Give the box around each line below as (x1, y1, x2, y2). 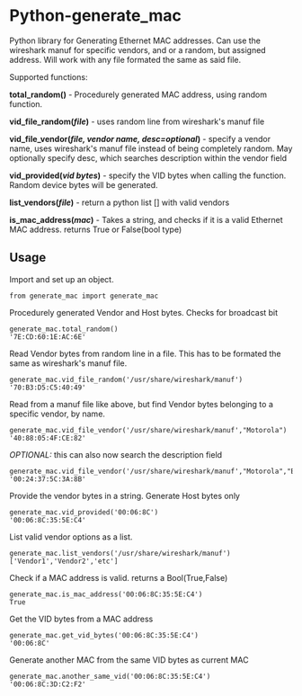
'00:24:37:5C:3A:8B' (9, 474, 87, 484)
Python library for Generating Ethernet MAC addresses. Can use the (9, 35, 262, 46)
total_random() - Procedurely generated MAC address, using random (9, 89, 268, 100)
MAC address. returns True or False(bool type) (9, 224, 182, 235)
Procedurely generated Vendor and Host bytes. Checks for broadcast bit (9, 307, 279, 317)
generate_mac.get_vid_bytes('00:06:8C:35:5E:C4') (9, 630, 200, 639)
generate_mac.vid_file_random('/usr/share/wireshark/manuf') (9, 375, 244, 384)
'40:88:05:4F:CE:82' (9, 433, 87, 442)
